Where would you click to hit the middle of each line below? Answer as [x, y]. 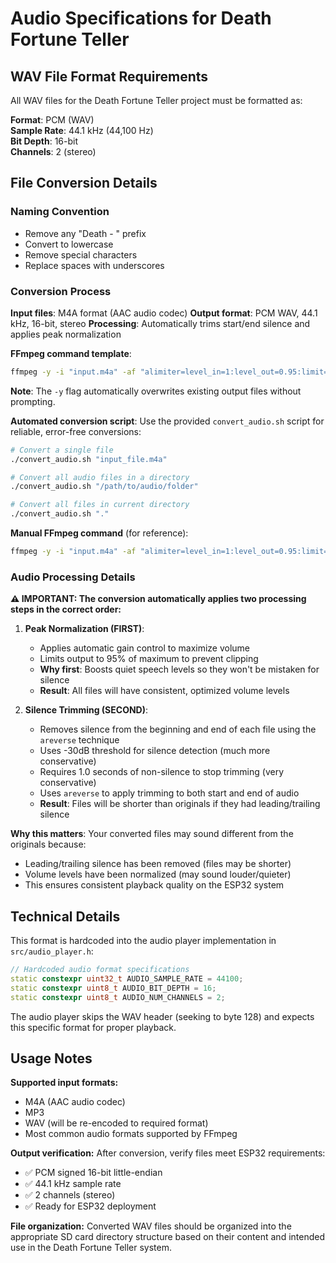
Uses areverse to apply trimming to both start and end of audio [169, 793]
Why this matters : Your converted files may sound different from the [152, 834]
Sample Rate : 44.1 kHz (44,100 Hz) [82, 130]
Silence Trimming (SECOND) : [86, 710]
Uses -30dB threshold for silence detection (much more [155, 751]
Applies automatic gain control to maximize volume [145, 648]
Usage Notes [51, 1058]
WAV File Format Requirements [109, 76]
